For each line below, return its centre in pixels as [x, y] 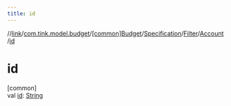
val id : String [25, 95]
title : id [22, 14]
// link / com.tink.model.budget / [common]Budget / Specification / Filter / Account [115, 33]
